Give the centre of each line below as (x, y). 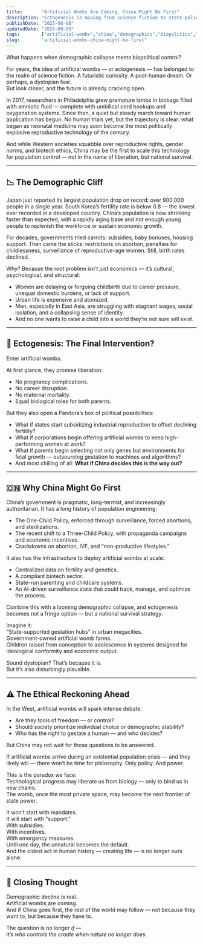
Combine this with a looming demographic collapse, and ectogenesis (92, 607)
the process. (31, 596)
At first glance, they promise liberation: (54, 370)
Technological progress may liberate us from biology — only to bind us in (97, 782)
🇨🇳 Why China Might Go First (63, 488)
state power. (22, 801)
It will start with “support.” (39, 819)
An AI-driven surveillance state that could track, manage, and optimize (103, 589)
